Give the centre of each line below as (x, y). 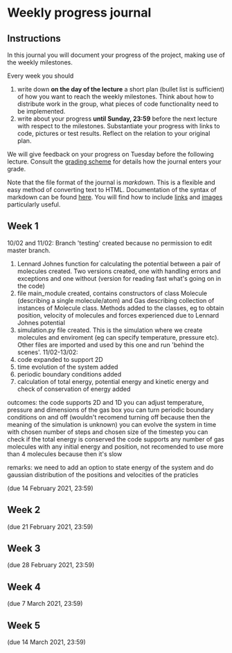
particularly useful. (34, 204)
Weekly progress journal (79, 13)
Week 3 (24, 549)
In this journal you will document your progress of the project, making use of (116, 55)
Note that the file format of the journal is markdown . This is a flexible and (111, 182)
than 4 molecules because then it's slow (65, 454)
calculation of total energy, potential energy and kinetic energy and (113, 381)
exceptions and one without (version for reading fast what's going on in (119, 278)
